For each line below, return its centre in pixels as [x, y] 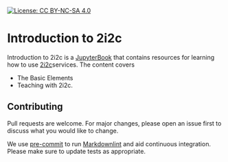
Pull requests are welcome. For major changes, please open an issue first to [114, 123]
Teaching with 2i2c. [45, 85]
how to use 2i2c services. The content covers [71, 65]
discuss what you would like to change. [63, 130]
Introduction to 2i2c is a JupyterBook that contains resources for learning [111, 57]
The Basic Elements [45, 78]
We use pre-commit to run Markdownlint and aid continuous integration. [109, 143]
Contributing [35, 107]
